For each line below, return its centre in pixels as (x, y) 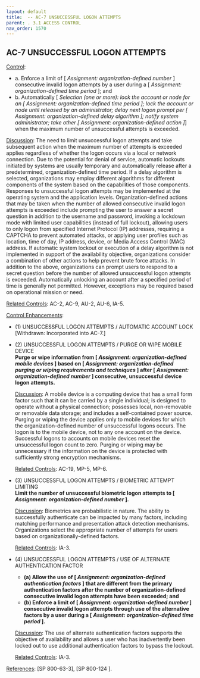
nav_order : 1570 (26, 28)
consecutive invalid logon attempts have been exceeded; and (101, 596)
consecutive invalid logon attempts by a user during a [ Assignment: (98, 85)
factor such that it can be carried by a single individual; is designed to (100, 401)
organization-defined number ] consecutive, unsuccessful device (98, 376)
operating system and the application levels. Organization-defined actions (97, 198)
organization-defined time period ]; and (63, 91)
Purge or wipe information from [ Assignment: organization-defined (101, 357)
